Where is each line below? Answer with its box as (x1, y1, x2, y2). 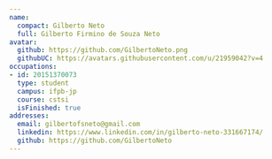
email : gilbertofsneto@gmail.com (17, 120, 141, 129)
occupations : (9, 63, 58, 72)
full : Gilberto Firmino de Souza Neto (17, 29, 161, 38)
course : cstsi (17, 95, 69, 104)
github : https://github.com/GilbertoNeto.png (17, 46, 189, 55)
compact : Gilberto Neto (17, 21, 105, 30)
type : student (17, 79, 69, 87)
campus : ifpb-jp (17, 87, 77, 95)
